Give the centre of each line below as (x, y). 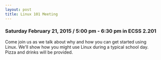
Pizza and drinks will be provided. (39, 52)
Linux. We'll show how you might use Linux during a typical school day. (77, 47)
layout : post (18, 10)
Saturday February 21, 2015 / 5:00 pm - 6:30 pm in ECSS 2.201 (81, 31)
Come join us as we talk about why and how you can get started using (76, 41)
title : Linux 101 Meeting (31, 14)
